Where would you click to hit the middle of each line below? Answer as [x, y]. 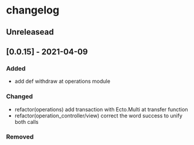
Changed [20, 96]
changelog [33, 10]
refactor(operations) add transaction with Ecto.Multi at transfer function [101, 109]
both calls [26, 122]
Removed [20, 137]
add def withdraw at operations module [62, 81]
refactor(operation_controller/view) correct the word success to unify [98, 116]
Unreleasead [30, 32]
